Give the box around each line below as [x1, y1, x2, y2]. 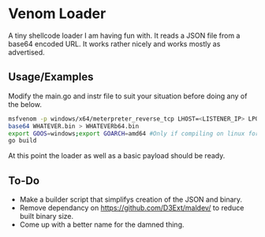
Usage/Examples [8, 70, 94, 83]
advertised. [8, 47, 45, 57]
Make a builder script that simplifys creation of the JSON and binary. [19, 194, 243, 205]
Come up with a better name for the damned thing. [19, 220, 185, 229]
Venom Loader [8, 5, 106, 23]
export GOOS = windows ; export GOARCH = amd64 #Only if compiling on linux [8, 129, 245, 138]
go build [8, 137, 37, 145]
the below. [8, 99, 42, 109]
